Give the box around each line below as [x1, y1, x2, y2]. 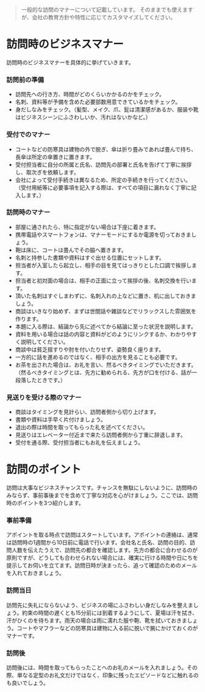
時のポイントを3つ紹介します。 [6, 499, 84, 507]
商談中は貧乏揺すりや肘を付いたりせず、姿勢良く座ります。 [15, 345, 165, 353]
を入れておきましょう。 [6, 570, 65, 577]
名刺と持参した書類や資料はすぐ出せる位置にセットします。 [15, 254, 165, 261]
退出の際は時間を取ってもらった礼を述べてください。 [15, 424, 148, 431]
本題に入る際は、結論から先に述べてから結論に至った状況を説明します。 [15, 323, 196, 330]
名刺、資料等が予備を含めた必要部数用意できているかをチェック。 [15, 98, 181, 106]
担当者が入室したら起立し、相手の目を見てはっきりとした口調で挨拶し [15, 261, 192, 269]
